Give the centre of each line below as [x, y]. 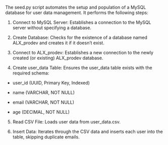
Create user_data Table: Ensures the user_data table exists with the [82, 68]
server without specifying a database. [52, 28]
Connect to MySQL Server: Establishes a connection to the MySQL [82, 22]
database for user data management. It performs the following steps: [77, 13]
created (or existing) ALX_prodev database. [58, 58]
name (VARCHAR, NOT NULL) [43, 92]
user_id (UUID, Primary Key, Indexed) [51, 83]
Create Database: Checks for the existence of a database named [80, 38]
